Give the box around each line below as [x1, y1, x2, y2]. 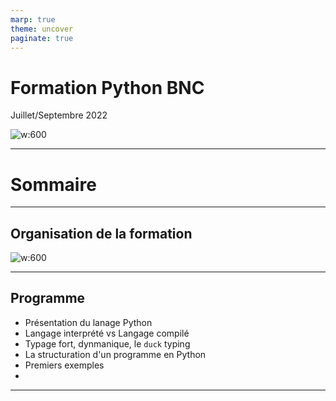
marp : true [10, 14, 56, 25]
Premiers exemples [24, 359, 105, 371]
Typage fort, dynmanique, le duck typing [24, 337, 191, 350]
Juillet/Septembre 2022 [10, 109, 108, 121]
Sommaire [10, 173, 97, 196]
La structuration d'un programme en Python [24, 348, 207, 360]
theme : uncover [10, 24, 74, 34]
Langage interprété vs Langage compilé [24, 327, 190, 339]
